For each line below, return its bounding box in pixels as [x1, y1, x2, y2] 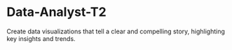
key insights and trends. [6, 34, 76, 42]
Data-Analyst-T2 [6, 4, 107, 20]
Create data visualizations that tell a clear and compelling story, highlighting [6, 27, 226, 35]
